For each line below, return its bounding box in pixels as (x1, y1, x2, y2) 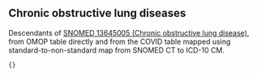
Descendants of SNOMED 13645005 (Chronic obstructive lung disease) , (8, 28, 250, 37)
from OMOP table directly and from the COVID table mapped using (8, 36, 231, 46)
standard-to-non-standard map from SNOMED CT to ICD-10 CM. (8, 45, 225, 55)
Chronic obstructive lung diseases (8, 6, 186, 20)
